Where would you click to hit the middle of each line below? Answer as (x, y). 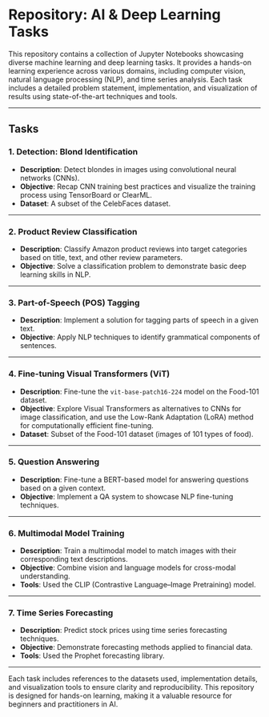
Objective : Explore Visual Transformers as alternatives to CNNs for (130, 408)
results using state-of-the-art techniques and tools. (93, 96)
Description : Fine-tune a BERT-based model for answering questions (134, 479)
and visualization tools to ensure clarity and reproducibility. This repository (131, 687)
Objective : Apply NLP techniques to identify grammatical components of (140, 337)
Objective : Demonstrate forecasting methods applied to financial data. (136, 647)
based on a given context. (63, 488)
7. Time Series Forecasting (61, 613)
